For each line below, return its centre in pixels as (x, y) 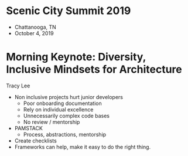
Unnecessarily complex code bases (66, 116)
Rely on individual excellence (58, 109)
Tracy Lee (18, 86)
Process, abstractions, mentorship (65, 134)
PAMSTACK (28, 128)
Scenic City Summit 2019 (69, 11)
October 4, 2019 (34, 33)
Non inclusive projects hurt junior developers (69, 97)
